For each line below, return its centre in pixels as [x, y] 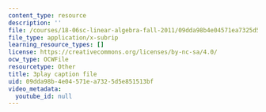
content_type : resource [47, 15]
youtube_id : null [44, 96]
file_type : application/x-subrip [63, 37]
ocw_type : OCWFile [38, 60]
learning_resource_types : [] [56, 45]
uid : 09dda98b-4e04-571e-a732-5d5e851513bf [81, 81]
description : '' [35, 23]
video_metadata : [35, 89]
